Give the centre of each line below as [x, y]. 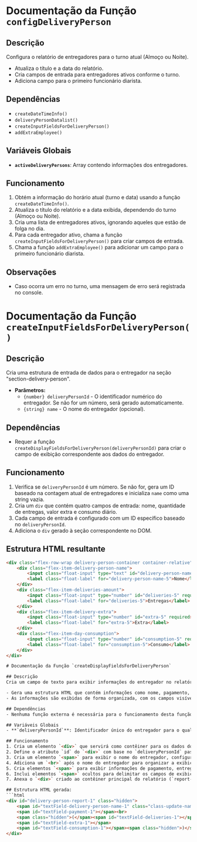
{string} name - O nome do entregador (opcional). [84, 409]
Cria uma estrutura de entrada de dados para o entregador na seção [89, 373]
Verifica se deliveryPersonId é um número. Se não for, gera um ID [94, 487]
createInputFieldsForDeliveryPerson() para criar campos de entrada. [99, 241]
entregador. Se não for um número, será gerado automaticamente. [103, 403]
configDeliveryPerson [59, 22]
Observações [31, 272]
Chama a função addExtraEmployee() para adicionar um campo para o [99, 248]
